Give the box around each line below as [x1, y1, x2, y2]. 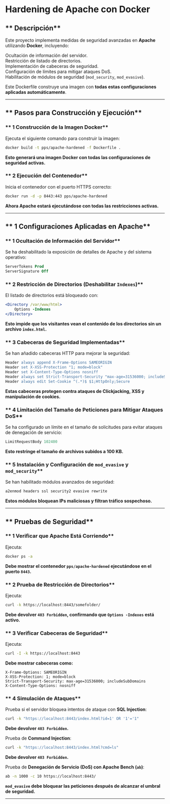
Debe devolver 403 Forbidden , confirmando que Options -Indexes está [5, 611, 154, 617]
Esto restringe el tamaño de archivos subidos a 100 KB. [5, 448, 123, 454]
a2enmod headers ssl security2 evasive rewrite [5, 489, 108, 494]
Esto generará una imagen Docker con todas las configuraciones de [5, 154, 151, 160]
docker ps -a [5, 554, 33, 559]
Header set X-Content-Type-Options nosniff [5, 370, 99, 375]
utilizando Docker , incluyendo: [5, 43, 69, 49]
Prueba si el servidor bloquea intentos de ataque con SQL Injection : [5, 706, 147, 713]
